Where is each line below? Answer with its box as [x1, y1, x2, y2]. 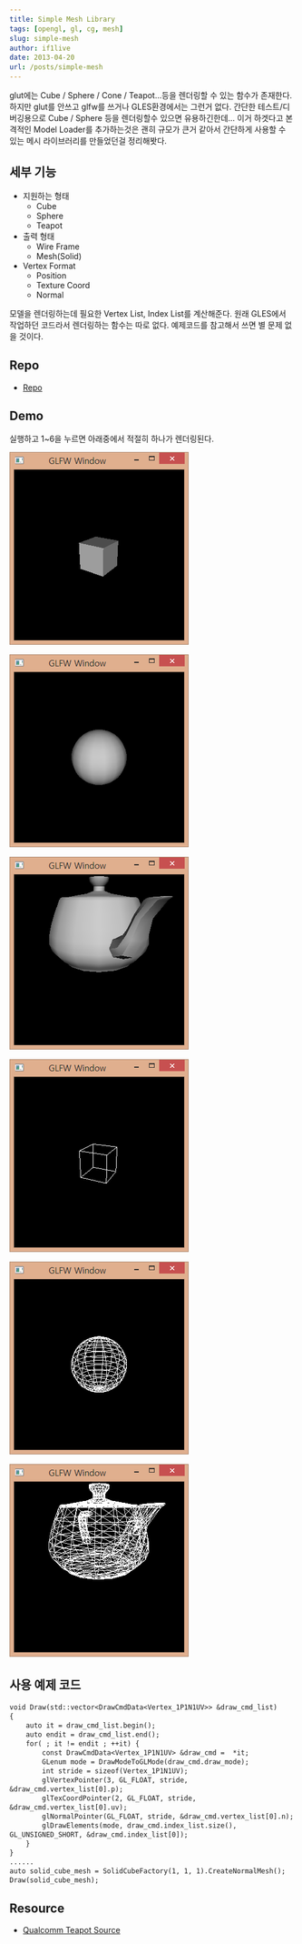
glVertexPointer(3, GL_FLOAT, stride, [42, 1776, 189, 1785]
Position [35, 269, 67, 281]
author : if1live [9, 44, 71, 53]
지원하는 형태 [22, 190, 70, 201]
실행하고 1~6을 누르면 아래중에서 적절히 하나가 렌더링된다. [9, 433, 215, 445]
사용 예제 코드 [9, 1677, 82, 1692]
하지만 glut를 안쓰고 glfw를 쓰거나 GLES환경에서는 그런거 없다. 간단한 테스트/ [9, 101, 283, 112]
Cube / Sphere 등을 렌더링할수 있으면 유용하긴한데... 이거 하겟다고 [48, 113, 284, 123]
